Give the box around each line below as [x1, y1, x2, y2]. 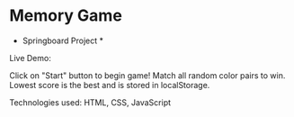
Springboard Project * [22, 35, 103, 46]
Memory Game [9, 5, 123, 26]
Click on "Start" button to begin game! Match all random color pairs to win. [9, 69, 286, 81]
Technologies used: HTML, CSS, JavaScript [9, 96, 172, 108]
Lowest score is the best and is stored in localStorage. [9, 79, 210, 90]
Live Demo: [9, 52, 51, 63]
